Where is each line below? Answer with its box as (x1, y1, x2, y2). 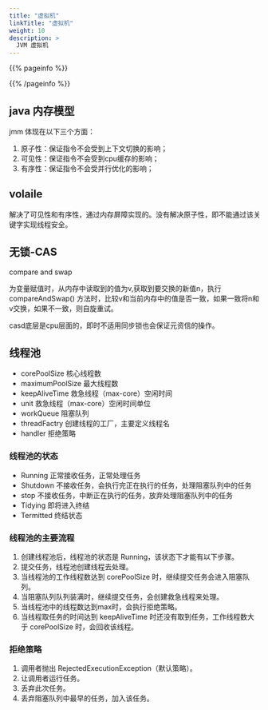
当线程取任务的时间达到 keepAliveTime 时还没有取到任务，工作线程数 (20, 612, 248, 621)
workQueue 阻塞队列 (20, 409, 90, 418)
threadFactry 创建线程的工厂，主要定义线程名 (20, 419, 171, 429)
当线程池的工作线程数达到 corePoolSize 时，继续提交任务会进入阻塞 (20, 572, 243, 581)
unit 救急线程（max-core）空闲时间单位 (20, 399, 151, 409)
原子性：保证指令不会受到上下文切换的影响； (20, 143, 168, 153)
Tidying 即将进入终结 (20, 501, 90, 510)
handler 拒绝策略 (20, 429, 77, 438)
